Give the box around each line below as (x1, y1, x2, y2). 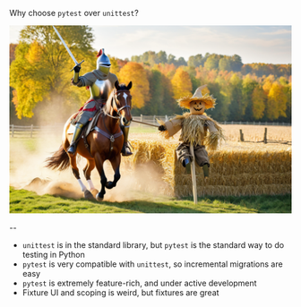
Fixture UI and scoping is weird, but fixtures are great (21, 286, 219, 298)
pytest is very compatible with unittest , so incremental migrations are (21, 259, 284, 269)
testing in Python (21, 249, 85, 260)
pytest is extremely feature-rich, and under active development (21, 277, 257, 288)
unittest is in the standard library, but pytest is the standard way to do (21, 239, 285, 250)
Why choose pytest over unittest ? (9, 8, 139, 18)
